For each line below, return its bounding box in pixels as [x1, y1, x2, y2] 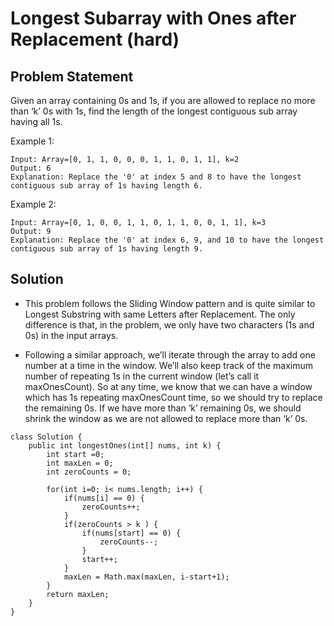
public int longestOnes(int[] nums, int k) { [28, 440, 222, 451]
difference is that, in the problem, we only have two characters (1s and [24, 318, 315, 331]
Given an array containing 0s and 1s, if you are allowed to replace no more [10, 95, 316, 106]
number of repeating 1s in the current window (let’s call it [24, 370, 260, 382]
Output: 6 [10, 163, 52, 173]
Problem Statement [10, 68, 134, 85]
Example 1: [10, 135, 55, 147]
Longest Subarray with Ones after [10, 7, 297, 30]
